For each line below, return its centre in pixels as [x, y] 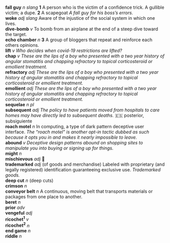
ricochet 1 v [17, 219]
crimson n [16, 186]
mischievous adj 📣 [25, 159]
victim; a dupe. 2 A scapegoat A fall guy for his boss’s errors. [69, 13]
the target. [16, 34]
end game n [18, 231]
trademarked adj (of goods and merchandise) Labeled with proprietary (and [85, 164]
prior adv [15, 207]
